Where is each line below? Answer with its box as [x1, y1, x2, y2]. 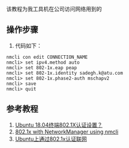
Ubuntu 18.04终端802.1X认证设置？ [15, 121, 103, 129]
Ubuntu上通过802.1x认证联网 [15, 135, 87, 143]
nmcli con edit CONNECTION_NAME [6, 54, 88, 60]
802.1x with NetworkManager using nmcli [15, 128, 119, 135]
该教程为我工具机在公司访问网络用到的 [6, 5, 102, 12]
